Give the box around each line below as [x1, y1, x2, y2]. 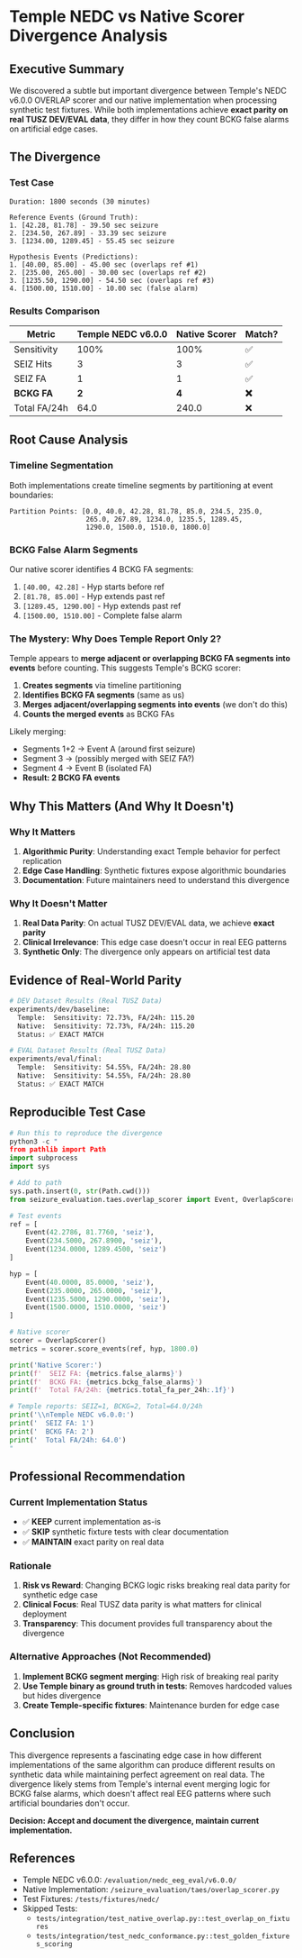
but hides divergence [22, 1689, 102, 1700]
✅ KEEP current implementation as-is [22, 1516, 162, 1527]
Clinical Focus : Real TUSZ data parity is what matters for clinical [22, 1599, 262, 1610]
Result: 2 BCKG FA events [22, 772, 120, 783]
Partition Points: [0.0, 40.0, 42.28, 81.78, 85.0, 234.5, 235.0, [9, 506, 263, 515]
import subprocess [9, 1153, 78, 1163]
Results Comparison [9, 305, 101, 317]
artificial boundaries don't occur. [9, 1798, 130, 1808]
